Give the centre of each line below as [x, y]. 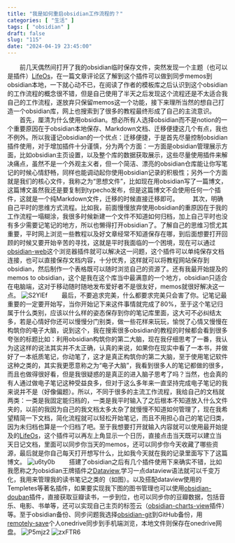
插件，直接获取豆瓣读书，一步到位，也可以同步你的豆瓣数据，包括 [124, 497]
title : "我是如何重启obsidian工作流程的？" [65, 14]
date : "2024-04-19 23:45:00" [50, 46]
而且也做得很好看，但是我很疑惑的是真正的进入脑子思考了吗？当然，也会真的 [117, 374]
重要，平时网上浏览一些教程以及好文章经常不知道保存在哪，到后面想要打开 [114, 234]
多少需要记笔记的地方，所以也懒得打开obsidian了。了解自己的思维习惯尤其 [120, 225]
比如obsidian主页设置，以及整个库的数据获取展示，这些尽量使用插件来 [120, 155]
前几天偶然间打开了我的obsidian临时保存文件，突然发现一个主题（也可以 [124, 67]
